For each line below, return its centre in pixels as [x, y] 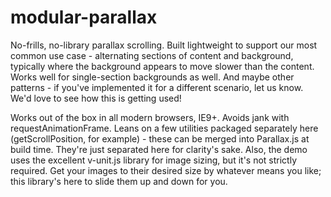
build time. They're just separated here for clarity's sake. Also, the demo [159, 149]
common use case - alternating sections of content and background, [152, 55]
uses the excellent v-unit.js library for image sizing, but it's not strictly [154, 160]
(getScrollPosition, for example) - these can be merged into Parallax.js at [160, 138]
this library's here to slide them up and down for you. [119, 181]
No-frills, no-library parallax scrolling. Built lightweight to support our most [164, 45]
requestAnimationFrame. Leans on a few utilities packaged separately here [164, 128]
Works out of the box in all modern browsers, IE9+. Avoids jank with [150, 117]
